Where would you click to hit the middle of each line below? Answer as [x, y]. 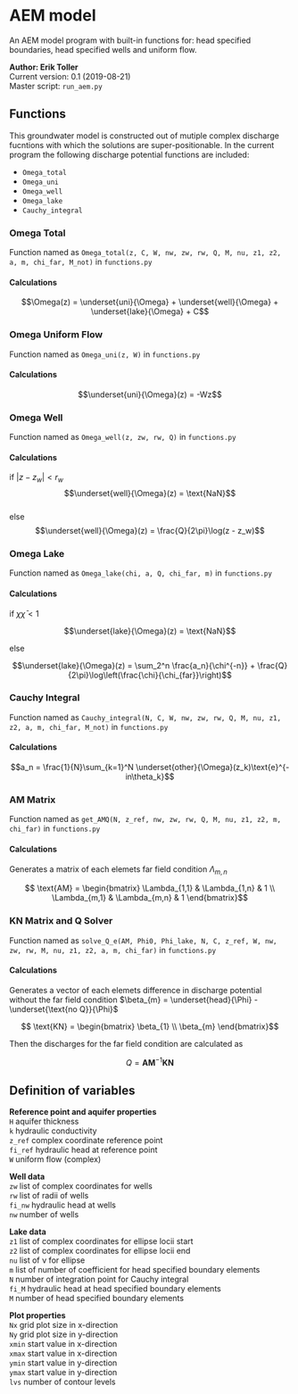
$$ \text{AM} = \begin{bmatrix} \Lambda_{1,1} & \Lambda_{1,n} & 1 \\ [150, 888]
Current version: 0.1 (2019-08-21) [70, 76]
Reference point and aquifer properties [83, 1112]
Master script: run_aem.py [56, 86]
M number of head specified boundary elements [97, 1299]
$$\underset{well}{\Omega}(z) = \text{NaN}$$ [150, 494]
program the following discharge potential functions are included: [129, 154]
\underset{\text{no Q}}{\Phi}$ [64, 1008]
